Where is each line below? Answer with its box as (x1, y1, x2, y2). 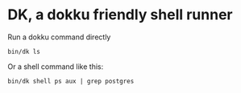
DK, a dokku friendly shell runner (7, 6, 233, 24)
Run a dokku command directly (7, 32, 111, 42)
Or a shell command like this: (7, 62, 104, 71)
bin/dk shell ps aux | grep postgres (7, 77, 135, 85)
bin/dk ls (7, 47, 41, 55)
